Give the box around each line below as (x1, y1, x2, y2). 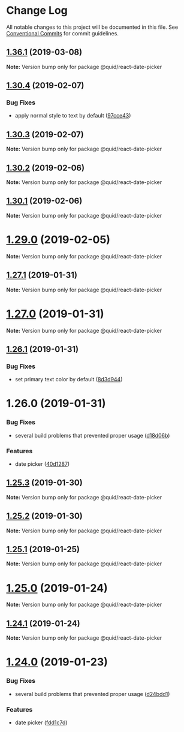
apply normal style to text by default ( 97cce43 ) (14, 112, 131, 119)
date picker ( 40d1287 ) (14, 460, 70, 468)
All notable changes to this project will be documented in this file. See (6, 23, 179, 31)
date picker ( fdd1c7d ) (14, 719, 68, 726)
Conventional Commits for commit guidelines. (6, 29, 119, 37)
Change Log (6, 4, 68, 17)
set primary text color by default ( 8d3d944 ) (14, 376, 123, 383)
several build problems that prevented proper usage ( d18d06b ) (14, 432, 170, 439)
